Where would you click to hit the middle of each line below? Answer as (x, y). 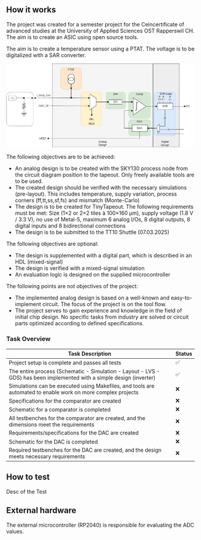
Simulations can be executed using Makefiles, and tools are (82, 386)
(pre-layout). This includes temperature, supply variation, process (96, 194)
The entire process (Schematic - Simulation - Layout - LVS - (84, 371)
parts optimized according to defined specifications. (79, 323)
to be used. (29, 181)
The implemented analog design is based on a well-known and (92, 298)
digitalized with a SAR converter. (46, 55)
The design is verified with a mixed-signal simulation (80, 268)
